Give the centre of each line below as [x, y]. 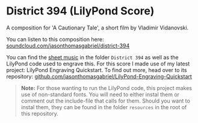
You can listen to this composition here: [55, 39]
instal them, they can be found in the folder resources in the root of [104, 107]
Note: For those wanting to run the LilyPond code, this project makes [107, 88]
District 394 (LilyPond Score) [80, 11]
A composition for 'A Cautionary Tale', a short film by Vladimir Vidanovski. [97, 28]
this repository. [39, 113]
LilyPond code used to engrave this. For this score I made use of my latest [98, 64]
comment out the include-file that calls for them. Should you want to [106, 101]
